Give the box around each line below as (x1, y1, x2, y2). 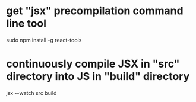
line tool (6, 17, 46, 30)
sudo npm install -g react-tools (6, 36, 82, 43)
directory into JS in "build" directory (6, 70, 190, 84)
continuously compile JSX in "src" (6, 58, 180, 71)
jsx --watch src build (6, 89, 57, 96)
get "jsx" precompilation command (6, 4, 184, 18)
